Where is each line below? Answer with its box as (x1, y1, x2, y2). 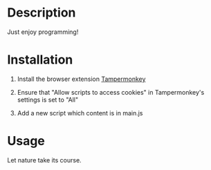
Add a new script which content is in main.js (17, 108, 143, 117)
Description (7, 5, 76, 21)
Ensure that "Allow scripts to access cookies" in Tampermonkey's (17, 88, 205, 96)
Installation (7, 52, 73, 68)
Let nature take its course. (7, 155, 82, 164)
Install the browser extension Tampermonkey (17, 75, 146, 83)
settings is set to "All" (17, 95, 79, 104)
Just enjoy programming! (7, 28, 79, 36)
